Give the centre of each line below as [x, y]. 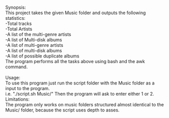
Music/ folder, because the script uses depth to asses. [63, 110]
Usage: [13, 78]
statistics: [15, 18]
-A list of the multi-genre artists [38, 34]
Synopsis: [16, 7]
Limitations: [17, 99]
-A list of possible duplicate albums [42, 56]
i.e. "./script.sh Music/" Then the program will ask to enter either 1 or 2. [80, 94]
